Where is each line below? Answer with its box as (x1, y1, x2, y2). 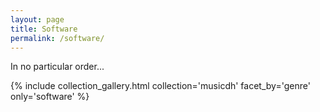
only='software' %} (10, 91, 90, 103)
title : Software (10, 24, 78, 34)
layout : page (10, 14, 65, 25)
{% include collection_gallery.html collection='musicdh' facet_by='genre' (10, 80, 311, 92)
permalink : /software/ (10, 33, 105, 43)
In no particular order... (10, 61, 105, 73)
